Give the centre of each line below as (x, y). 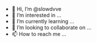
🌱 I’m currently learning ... (43, 21)
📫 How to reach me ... (39, 34)
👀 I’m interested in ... (36, 15)
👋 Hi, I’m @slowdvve (36, 9)
